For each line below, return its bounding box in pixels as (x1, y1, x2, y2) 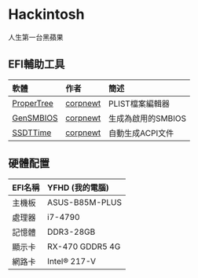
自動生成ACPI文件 (108, 127, 174, 138)
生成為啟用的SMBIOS (108, 112, 187, 123)
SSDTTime (12, 127, 52, 138)
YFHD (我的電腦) (46, 182, 110, 193)
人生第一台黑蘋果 (8, 32, 64, 42)
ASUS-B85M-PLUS (46, 196, 122, 207)
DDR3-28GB (46, 226, 96, 237)
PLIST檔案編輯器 (108, 98, 170, 109)
